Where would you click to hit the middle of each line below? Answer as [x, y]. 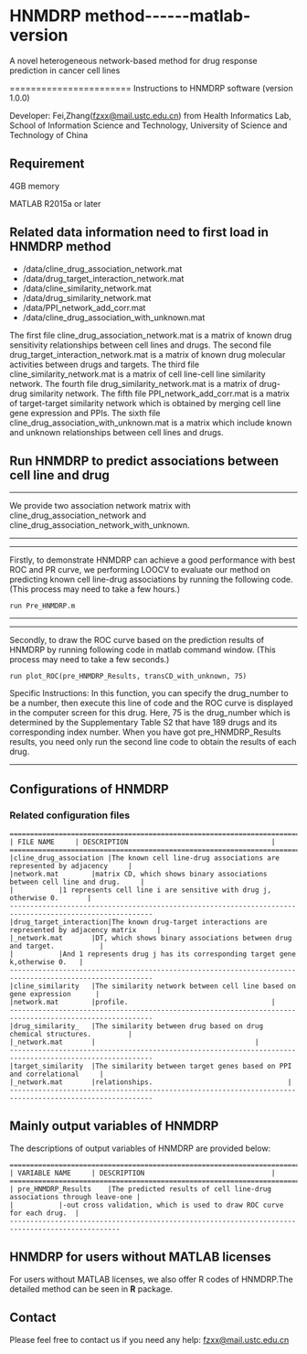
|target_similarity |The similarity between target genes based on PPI [151, 1067]
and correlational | [57, 1075]
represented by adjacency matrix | [85, 930]
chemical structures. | [71, 1035]
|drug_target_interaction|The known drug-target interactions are [138, 922]
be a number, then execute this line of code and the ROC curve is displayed [152, 703]
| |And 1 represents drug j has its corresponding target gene [153, 954]
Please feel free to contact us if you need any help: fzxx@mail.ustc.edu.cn [149, 1339]
